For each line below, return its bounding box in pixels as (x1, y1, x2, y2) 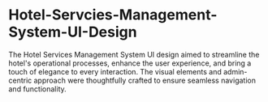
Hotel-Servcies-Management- (8, 6, 218, 24)
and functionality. (8, 83, 67, 94)
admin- (223, 66, 248, 76)
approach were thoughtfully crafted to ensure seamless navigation (33, 75, 256, 85)
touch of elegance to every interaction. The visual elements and (8, 66, 222, 76)
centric (8, 75, 32, 85)
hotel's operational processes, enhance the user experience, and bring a (8, 58, 252, 68)
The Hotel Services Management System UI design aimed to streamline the (8, 49, 260, 59)
